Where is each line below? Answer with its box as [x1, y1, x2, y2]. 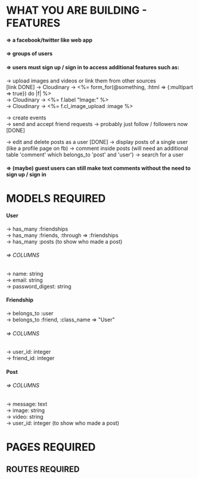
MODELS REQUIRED [6, 192, 106, 205]
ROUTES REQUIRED [6, 464, 80, 474]
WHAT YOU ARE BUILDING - [6, 4, 147, 17]
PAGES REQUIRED [6, 440, 96, 454]
